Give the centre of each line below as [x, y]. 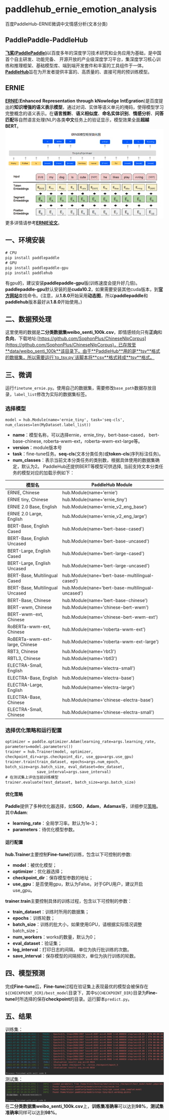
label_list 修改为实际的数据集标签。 [52, 394]
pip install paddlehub [29, 273]
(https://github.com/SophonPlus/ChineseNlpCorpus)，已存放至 [71, 345]
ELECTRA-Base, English [32, 678]
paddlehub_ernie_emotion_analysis [81, 9]
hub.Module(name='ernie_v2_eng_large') [105, 516]
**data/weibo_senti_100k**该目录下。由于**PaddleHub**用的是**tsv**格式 [83, 351]
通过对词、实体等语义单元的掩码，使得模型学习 [115, 107]
